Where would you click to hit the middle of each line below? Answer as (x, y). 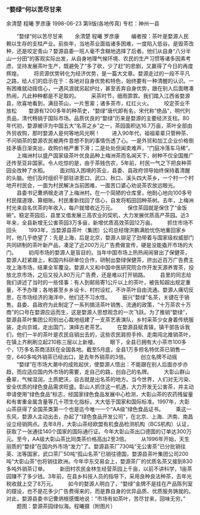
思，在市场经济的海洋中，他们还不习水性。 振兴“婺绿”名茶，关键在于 (95, 297)
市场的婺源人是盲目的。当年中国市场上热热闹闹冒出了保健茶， (114, 252)
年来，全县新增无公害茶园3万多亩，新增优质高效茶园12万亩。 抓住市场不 (100, 223)
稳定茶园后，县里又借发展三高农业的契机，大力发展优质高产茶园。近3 (104, 215)
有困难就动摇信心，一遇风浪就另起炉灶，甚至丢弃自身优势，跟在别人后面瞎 (97, 88)
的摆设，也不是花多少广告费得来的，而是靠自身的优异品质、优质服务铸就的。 (100, 491)
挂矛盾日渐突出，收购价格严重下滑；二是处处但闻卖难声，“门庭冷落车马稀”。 (100, 148)
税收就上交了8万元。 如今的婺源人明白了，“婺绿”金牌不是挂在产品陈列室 (99, 484)
